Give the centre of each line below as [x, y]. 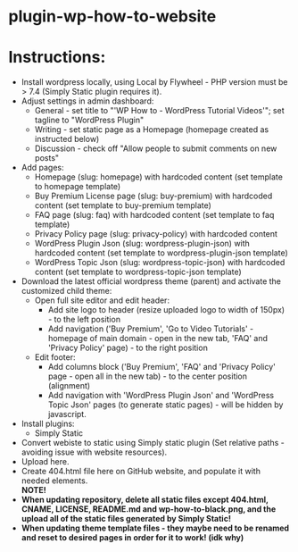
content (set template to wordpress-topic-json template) [138, 272]
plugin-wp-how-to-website [112, 17]
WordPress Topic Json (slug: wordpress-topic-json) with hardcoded [160, 263]
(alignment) [69, 386]
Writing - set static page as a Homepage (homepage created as [152, 130]
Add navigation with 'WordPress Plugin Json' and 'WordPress [161, 396]
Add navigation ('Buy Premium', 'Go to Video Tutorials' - [151, 329]
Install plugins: [48, 424]
